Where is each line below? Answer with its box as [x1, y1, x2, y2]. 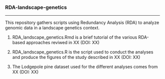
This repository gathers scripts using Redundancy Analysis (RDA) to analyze [5, 20, 160, 26]
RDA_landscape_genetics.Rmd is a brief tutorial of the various [12, 34, 137, 40]
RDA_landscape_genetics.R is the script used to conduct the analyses [12, 49, 154, 55]
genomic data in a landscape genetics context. [5, 25, 100, 31]
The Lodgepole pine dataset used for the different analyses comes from [12, 64, 158, 70]
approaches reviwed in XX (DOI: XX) [26, 40, 100, 46]
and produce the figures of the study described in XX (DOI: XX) [12, 54, 141, 60]
